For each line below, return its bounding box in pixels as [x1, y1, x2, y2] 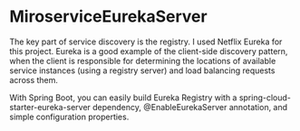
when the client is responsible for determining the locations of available [9, 55, 276, 66]
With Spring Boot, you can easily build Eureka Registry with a [9, 92, 237, 103]
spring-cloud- [238, 92, 292, 103]
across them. [9, 74, 59, 85]
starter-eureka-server [9, 101, 91, 112]
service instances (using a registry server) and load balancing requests [9, 65, 276, 76]
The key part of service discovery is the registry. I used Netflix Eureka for [9, 36, 283, 47]
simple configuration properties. [9, 111, 130, 122]
